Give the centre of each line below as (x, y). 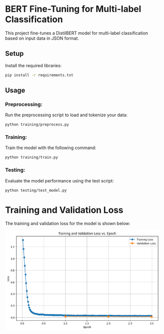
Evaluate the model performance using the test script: (59, 180)
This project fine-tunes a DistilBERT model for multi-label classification (77, 33)
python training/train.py (31, 157)
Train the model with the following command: (51, 148)
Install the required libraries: (33, 65)
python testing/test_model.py (36, 190)
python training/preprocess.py (37, 125)
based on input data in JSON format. (42, 38)
